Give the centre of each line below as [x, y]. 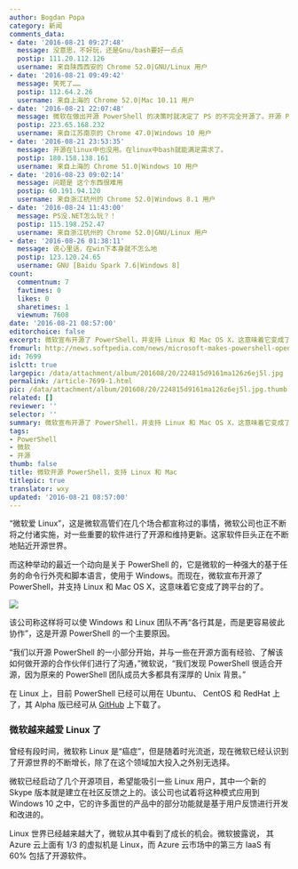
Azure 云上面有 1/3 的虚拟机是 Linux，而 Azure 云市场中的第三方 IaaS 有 [141, 844]
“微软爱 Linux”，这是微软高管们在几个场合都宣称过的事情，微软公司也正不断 [148, 523]
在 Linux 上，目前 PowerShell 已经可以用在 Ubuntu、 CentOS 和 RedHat [140, 694]
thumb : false [33, 464]
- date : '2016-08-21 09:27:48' [67, 42]
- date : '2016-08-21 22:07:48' [67, 109]
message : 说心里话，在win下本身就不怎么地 [87, 249]
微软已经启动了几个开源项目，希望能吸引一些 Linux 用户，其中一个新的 [138, 781]
